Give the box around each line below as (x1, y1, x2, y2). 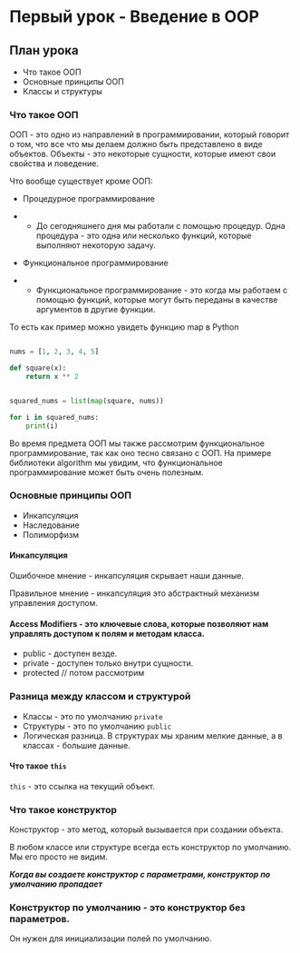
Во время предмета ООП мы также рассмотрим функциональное (9, 438, 266, 449)
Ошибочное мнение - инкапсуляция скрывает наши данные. (9, 571, 245, 581)
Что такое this (9, 760, 67, 771)
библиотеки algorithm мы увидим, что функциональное (9, 457, 224, 468)
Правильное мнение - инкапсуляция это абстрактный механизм (9, 588, 260, 599)
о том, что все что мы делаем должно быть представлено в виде (9, 139, 263, 150)
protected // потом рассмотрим (22, 668, 145, 679)
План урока (9, 43, 79, 58)
